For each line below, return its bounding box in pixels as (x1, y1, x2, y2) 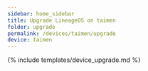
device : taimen (7, 37, 53, 44)
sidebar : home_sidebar (7, 10, 75, 18)
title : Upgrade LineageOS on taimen (7, 17, 116, 24)
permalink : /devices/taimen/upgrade (7, 30, 116, 37)
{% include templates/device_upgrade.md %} (7, 56, 141, 64)
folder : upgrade (7, 23, 55, 30)
